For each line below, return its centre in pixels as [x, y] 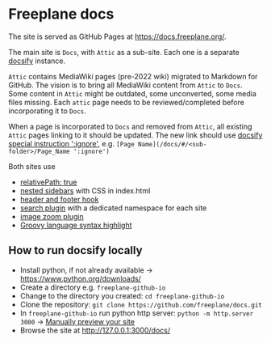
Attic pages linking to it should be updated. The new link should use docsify [135, 135]
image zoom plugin [52, 216]
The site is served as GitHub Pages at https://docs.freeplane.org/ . [118, 36]
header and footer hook [59, 199]
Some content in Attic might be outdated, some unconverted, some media [132, 93]
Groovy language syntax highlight [76, 225]
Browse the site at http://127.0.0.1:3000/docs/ [95, 330]
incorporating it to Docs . [47, 111]
